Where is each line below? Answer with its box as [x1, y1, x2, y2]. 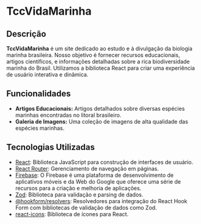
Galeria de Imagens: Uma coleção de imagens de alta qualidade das [15, 118, 188, 125]
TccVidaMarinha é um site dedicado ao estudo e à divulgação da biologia [6, 45, 192, 52]
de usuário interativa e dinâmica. [6, 71, 89, 78]
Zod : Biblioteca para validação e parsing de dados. [15, 191, 144, 198]
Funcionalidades [6, 89, 71, 99]
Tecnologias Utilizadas [6, 142, 95, 152]
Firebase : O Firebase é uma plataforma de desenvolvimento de [15, 171, 174, 179]
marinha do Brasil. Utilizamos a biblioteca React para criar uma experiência [6, 64, 196, 72]
